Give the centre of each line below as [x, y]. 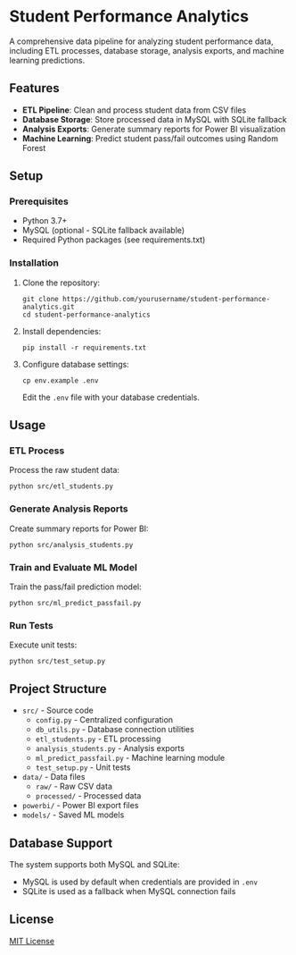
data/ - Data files [53, 777]
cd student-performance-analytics [86, 315]
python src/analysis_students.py [71, 545]
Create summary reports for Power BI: [79, 528]
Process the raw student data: [65, 470]
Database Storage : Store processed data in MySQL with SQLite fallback [154, 119]
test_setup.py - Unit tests [83, 767]
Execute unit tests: [43, 645]
